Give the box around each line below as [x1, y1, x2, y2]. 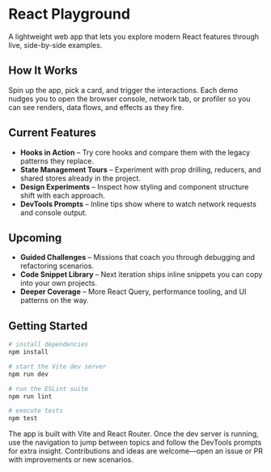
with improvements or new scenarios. [8, 455, 133, 465]
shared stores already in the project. [19, 173, 142, 183]
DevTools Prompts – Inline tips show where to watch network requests [19, 199, 257, 209]
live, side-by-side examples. [8, 40, 103, 49]
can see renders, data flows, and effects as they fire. [8, 102, 184, 112]
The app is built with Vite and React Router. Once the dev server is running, [8, 429, 259, 439]
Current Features [8, 126, 97, 140]
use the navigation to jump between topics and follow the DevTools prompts [8, 438, 262, 448]
